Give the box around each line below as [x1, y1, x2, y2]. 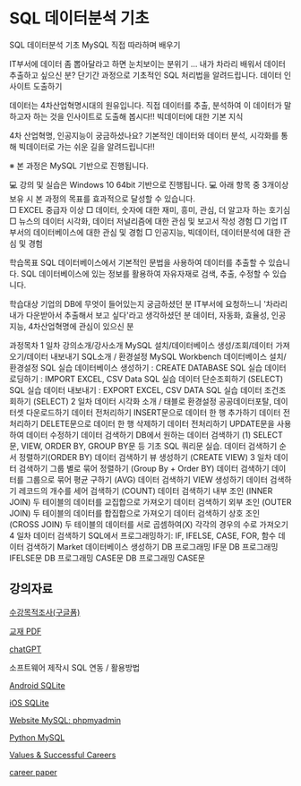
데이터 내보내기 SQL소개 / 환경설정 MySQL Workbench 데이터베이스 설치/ [26, 351, 287, 362]
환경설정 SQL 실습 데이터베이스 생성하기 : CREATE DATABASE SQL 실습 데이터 [9, 362, 287, 372]
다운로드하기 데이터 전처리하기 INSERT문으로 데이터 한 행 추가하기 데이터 [25, 406, 281, 417]
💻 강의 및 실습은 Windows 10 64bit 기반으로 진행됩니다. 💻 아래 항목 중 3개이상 [9, 179, 289, 190]
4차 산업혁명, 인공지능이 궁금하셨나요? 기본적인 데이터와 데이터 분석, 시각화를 [9, 130, 279, 141]
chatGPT [9, 644, 42, 654]
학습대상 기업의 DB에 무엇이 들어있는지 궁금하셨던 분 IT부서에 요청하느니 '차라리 [9, 298, 288, 309]
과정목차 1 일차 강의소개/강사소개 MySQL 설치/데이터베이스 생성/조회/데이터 [9, 339, 274, 350]
